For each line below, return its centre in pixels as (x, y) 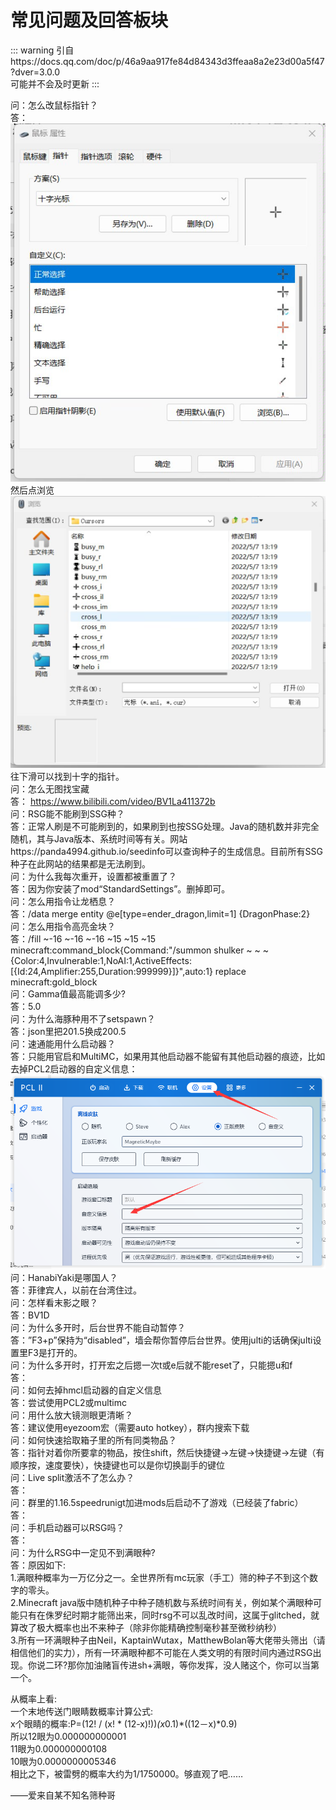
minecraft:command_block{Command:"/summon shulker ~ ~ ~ (140, 950)
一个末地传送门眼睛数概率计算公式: (82, 1712)
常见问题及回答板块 (89, 20)
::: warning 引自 (42, 50)
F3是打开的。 (55, 1353)
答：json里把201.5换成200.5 (68, 1032)
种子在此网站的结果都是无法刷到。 (80, 864)
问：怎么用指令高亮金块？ (63, 927)
